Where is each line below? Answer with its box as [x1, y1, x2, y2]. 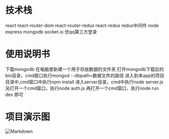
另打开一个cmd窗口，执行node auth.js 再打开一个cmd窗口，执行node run [5, 85, 159, 91]
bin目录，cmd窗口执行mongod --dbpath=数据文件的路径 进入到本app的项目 [5, 72, 164, 79]
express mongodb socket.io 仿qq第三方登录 [5, 28, 97, 34]
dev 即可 [5, 91, 24, 97]
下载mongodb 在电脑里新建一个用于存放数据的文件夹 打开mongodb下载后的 [5, 66, 164, 72]
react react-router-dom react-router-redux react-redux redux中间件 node [5, 22, 159, 28]
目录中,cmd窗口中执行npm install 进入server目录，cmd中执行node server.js [5, 79, 164, 85]
